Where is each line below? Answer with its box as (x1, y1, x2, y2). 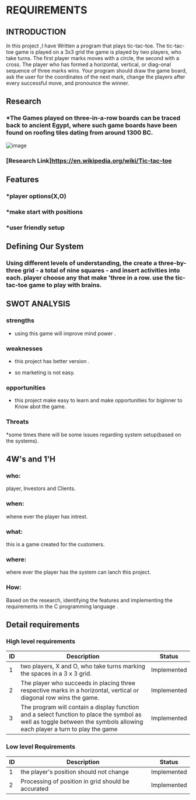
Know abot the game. (14, 403, 66, 410)
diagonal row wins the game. (20, 694, 100, 702)
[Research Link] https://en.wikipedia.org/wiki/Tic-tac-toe (6, 156, 172, 164)
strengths (6, 316, 35, 325)
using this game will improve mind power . (14, 330, 116, 337)
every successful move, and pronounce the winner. (6, 80, 129, 87)
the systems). (6, 437, 39, 444)
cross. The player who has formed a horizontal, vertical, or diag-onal (6, 61, 171, 68)
